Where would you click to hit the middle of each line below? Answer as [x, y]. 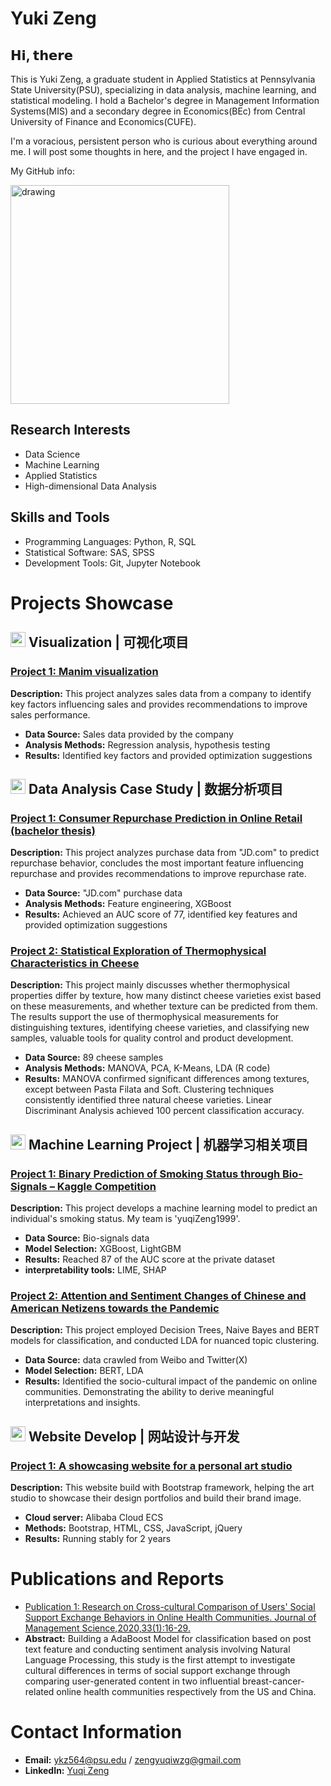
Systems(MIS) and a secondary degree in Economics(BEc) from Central [158, 111]
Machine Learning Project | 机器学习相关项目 [168, 1144]
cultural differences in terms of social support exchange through [157, 1671]
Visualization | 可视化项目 [109, 642]
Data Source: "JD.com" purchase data [103, 893]
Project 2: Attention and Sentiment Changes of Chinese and [158, 1296]
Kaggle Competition [106, 1186]
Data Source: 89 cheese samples [94, 1058]
